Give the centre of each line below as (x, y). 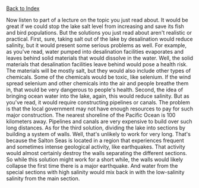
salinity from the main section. (43, 178)
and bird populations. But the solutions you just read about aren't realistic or (99, 33)
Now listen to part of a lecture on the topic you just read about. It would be (97, 20)
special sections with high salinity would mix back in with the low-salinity (95, 172)
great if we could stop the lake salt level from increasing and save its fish (95, 26)
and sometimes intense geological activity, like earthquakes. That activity (96, 147)
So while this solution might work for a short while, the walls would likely (94, 159)
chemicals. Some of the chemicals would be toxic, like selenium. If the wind (99, 77)
